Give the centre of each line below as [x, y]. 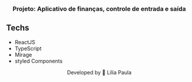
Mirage [23, 54]
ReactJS [25, 42]
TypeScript [28, 48]
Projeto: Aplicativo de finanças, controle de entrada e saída [99, 9]
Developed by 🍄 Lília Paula [99, 72]
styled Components [39, 61]
